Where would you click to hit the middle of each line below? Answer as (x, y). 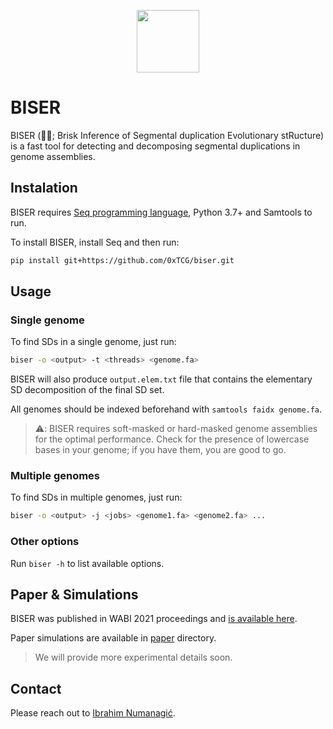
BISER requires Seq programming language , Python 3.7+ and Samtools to (161, 212)
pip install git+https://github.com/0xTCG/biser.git (122, 260)
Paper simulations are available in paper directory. (113, 638)
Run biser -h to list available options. (87, 563)
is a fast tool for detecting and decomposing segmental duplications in (155, 146)
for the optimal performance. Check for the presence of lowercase (172, 439)
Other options (45, 542)
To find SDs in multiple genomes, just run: (96, 497)
